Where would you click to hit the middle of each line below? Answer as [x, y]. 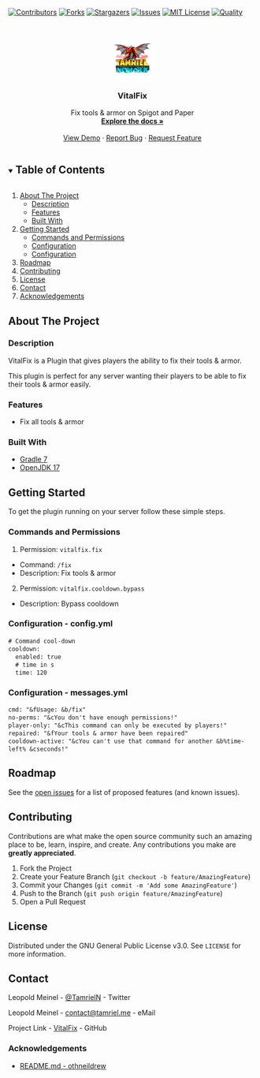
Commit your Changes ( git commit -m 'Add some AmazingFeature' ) [128, 885]
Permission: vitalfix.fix [61, 549]
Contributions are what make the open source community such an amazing [130, 836]
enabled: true [38, 657]
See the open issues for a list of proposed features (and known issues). [124, 792]
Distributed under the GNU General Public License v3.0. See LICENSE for [125, 946]
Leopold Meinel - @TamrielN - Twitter [70, 998]
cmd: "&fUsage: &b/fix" [47, 710]
